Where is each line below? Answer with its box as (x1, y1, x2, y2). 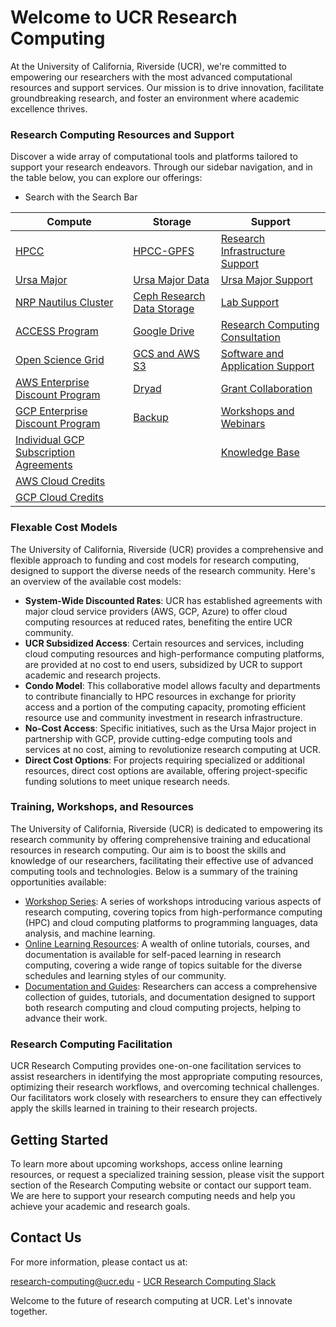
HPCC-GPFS (133, 244, 195, 258)
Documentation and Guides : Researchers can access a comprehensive (24, 980, 318, 992)
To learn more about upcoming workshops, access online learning (10, 1157, 283, 1170)
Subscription (15, 446, 76, 460)
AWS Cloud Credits (15, 474, 106, 488)
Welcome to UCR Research (10, 6, 238, 29)
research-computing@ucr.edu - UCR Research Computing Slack (10, 1275, 277, 1287)
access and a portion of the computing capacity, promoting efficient (24, 701, 306, 713)
